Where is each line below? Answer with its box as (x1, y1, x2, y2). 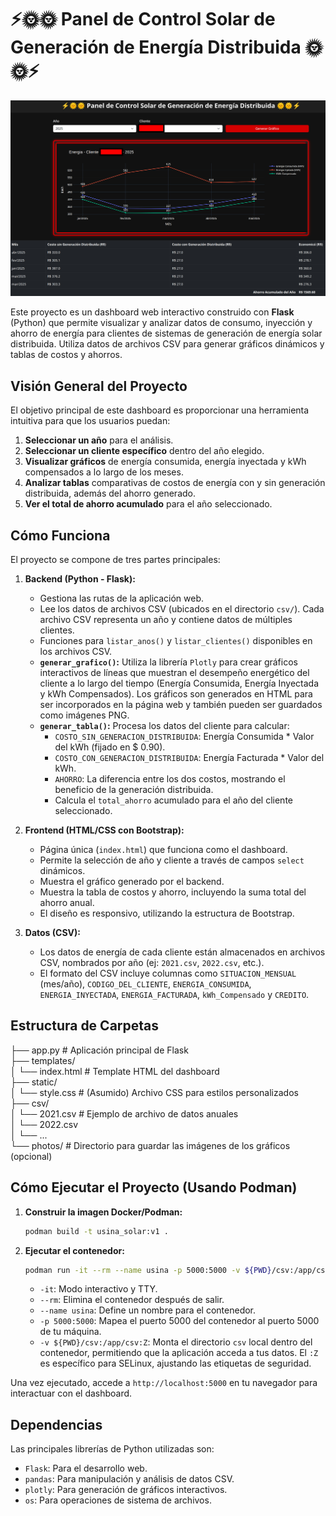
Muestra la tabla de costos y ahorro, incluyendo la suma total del (39, 886, 307, 898)
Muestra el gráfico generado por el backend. (39, 876, 225, 888)
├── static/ (10, 1076, 58, 1088)
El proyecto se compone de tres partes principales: (10, 554, 221, 566)
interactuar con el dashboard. (10, 1387, 133, 1400)
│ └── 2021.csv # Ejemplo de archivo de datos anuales (10, 1107, 239, 1120)
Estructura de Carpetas (10, 1017, 160, 1035)
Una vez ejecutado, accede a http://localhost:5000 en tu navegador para (10, 1377, 318, 1389)
